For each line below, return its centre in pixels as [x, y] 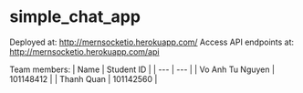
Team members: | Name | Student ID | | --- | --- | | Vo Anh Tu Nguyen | [142, 69]
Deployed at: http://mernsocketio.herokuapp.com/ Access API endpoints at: [152, 42]
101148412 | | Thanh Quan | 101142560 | [84, 78]
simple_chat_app [75, 17]
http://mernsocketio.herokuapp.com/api [84, 51]
